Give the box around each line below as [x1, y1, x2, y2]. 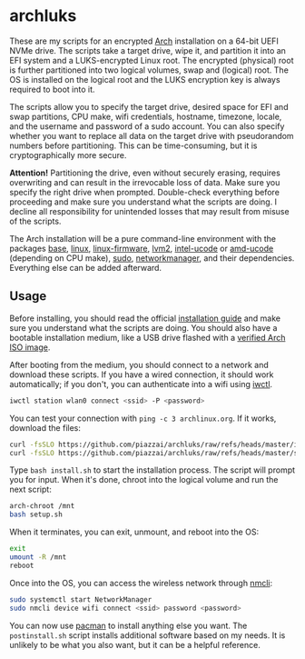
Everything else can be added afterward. [9, 262, 162, 273]
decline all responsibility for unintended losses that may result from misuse [9, 205, 290, 216]
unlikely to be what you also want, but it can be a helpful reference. [9, 639, 261, 650]
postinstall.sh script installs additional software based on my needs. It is [9, 629, 286, 641]
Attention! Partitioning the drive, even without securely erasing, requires [9, 167, 281, 178]
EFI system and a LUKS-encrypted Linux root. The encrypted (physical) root [9, 55, 294, 65]
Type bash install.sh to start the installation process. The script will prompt [9, 464, 296, 475]
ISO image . [9, 342, 51, 353]
